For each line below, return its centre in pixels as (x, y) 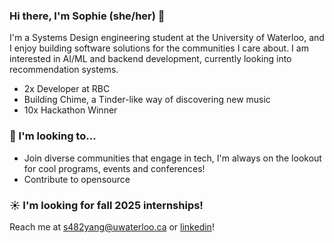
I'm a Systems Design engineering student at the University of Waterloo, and (167, 38)
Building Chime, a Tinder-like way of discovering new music (147, 100)
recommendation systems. (64, 70)
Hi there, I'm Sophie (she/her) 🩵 (87, 16)
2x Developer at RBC (67, 89)
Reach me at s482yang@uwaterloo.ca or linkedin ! (112, 226)
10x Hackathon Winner (70, 110)
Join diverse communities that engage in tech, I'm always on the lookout (172, 158)
